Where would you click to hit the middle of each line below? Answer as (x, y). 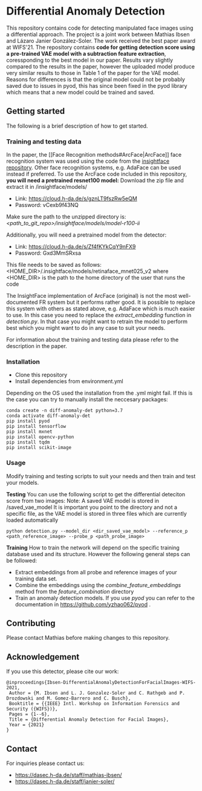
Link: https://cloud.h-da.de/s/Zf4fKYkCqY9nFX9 (75, 247)
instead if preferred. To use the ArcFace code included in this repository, (97, 174)
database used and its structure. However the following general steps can (98, 554)
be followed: (22, 560)
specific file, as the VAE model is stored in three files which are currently (97, 513)
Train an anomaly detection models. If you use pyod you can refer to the (105, 598)
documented (22, 302)
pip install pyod (28, 421)
